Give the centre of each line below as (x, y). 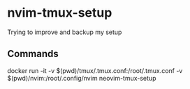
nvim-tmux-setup (60, 13)
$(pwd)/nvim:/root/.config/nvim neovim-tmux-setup (82, 78)
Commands (33, 54)
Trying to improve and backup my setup (65, 32)
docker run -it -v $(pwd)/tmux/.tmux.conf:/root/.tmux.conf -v (95, 70)
